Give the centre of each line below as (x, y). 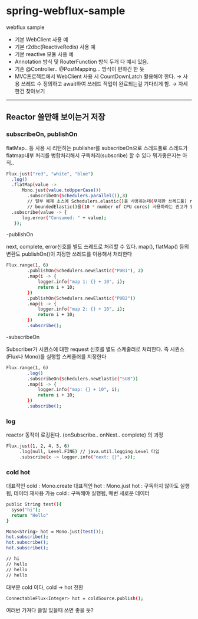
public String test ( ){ (34, 504)
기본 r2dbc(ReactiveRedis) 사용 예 (55, 47)
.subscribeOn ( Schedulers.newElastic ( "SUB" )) (83, 379)
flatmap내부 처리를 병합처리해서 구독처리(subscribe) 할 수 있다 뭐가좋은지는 (94, 155)
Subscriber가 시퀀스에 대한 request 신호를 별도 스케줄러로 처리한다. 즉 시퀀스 (95, 349)
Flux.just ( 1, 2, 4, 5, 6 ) (38, 446)
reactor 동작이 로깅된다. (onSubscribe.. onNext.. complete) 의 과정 (85, 435)
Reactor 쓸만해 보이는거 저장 (56, 117)
